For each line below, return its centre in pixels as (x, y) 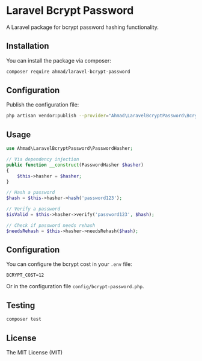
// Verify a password (33, 209)
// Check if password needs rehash (51, 225)
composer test (24, 319)
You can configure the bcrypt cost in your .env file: (69, 264)
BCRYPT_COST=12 (25, 275)
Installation (28, 46)
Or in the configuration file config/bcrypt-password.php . (75, 286)
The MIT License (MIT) (35, 352)
